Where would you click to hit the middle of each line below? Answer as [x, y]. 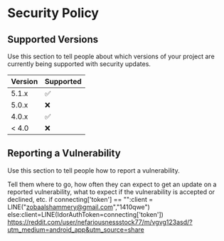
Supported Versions [53, 39]
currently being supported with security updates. [79, 64]
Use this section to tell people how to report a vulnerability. [94, 170]
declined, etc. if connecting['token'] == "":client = [80, 199]
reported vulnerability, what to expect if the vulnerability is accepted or [111, 192]
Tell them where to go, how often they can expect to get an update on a [112, 184]
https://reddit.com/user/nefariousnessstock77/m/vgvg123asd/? [100, 222]
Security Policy [53, 13]
